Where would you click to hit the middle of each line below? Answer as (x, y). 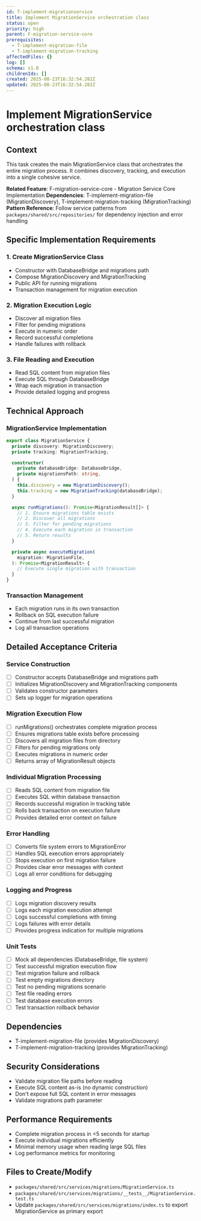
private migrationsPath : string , (59, 474)
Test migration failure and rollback (57, 973)
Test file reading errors (43, 993)
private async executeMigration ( (54, 552)
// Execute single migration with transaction (76, 569)
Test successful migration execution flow (66, 966)
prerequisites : (25, 40)
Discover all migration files (48, 318)
